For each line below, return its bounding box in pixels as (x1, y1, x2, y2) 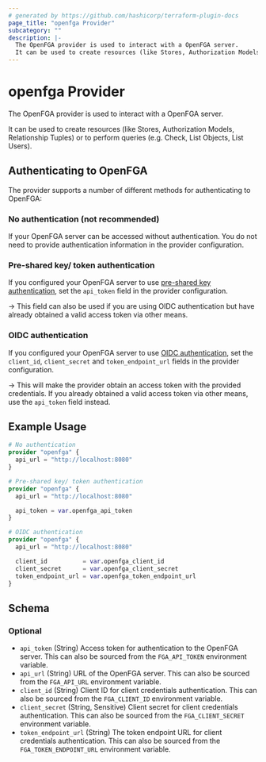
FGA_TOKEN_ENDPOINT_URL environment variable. (19, 745, 172, 754)
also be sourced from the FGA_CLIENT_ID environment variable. (19, 694, 223, 703)
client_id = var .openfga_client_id (15, 557, 165, 565)
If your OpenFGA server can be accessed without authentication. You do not (8, 232, 257, 241)
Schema (8, 601, 50, 615)
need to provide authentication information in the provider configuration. (8, 240, 244, 250)
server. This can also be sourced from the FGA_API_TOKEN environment (19, 652, 247, 661)
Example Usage (8, 420, 87, 433)
